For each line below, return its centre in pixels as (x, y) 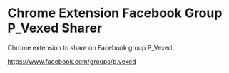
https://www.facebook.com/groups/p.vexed (72, 61)
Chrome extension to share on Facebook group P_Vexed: (91, 47)
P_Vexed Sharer (55, 28)
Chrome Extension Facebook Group (115, 13)
